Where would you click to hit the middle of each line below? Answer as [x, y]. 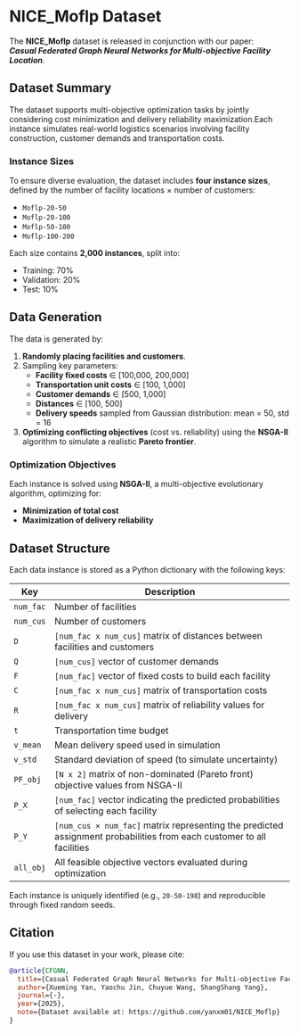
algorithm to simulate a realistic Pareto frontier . [109, 441]
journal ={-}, [41, 996]
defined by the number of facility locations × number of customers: [133, 190]
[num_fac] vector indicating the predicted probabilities [167, 799]
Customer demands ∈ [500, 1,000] [101, 393]
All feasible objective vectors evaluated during [151, 862]
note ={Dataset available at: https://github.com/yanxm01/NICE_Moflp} [149, 1012]
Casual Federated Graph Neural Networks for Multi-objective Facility [140, 50]
